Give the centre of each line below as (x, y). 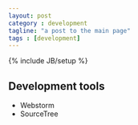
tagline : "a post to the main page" (69, 30)
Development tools (57, 86)
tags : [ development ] (45, 38)
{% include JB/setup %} (48, 61)
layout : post (30, 16)
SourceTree (39, 114)
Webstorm (37, 106)
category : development (48, 23)
